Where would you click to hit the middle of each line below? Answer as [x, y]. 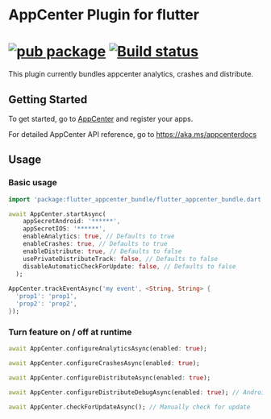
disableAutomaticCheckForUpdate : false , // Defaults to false [129, 266]
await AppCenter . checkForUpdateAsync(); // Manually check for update [129, 407]
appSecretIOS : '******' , [65, 229]
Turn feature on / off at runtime [70, 332]
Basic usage [33, 183]
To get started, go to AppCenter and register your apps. [101, 118]
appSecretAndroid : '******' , [72, 222]
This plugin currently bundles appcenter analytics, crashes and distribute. [131, 74]
